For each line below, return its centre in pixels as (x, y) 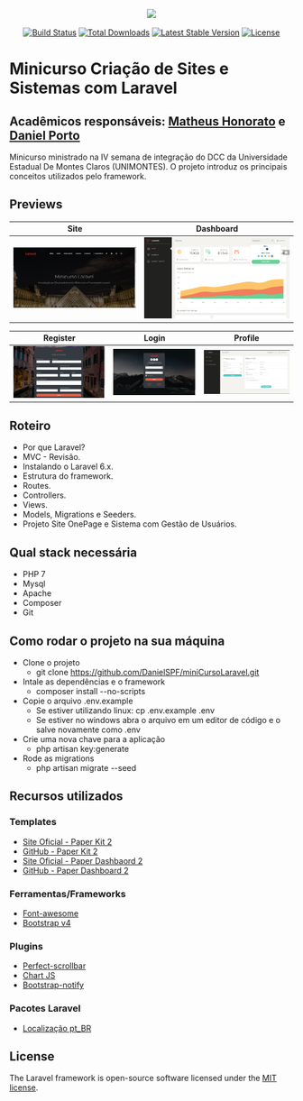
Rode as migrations (58, 758)
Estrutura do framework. (68, 476)
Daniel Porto (45, 135)
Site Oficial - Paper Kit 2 (67, 841)
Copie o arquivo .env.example (78, 701)
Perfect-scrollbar (54, 966)
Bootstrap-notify (53, 985)
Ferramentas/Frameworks (68, 894)
